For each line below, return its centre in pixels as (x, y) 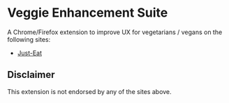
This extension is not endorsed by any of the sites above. (90, 91)
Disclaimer (31, 75)
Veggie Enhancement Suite (88, 13)
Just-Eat (30, 53)
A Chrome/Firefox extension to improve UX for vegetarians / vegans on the (115, 32)
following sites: (29, 39)
